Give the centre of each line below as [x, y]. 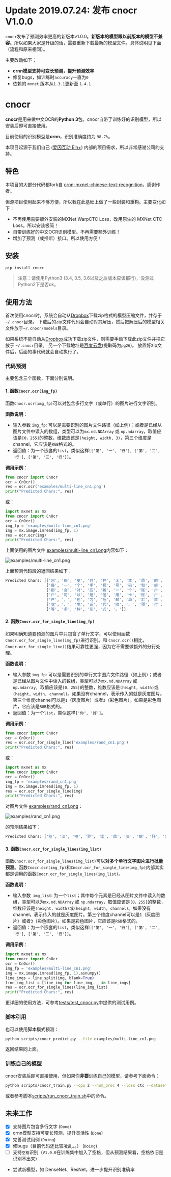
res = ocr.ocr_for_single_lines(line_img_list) [57, 987]
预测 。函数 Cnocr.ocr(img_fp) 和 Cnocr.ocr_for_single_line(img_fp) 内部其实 [84, 867]
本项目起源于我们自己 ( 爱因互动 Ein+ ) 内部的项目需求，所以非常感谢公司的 [83, 147]
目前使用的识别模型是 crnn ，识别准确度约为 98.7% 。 [59, 136]
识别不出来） [26, 1159]
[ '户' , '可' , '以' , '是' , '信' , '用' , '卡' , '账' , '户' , [104, 595]
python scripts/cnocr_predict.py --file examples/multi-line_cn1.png [81, 1039]
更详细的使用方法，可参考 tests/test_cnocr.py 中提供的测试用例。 [72, 1003]
